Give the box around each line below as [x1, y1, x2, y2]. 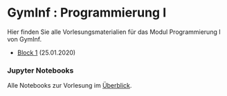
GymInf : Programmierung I [7, 5, 167, 21]
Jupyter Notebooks [7, 66, 74, 75]
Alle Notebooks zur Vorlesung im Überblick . [7, 81, 132, 90]
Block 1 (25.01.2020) [17, 48, 76, 57]
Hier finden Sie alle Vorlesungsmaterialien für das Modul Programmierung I [7, 28, 221, 36]
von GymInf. [7, 35, 42, 43]
